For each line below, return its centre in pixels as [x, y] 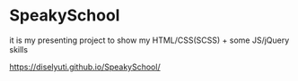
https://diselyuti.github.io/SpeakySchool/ [85, 67]
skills [19, 49]
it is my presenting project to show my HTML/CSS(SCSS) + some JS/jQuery [149, 40]
